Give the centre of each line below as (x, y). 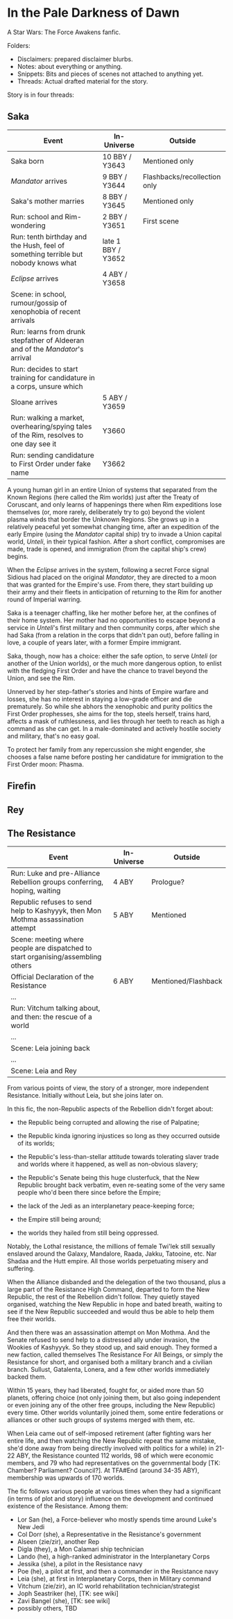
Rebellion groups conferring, (57, 882)
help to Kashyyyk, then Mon (56, 911)
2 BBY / (115, 216)
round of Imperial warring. (44, 599)
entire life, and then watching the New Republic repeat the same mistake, (112, 1441)
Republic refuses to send (51, 902)
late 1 (112, 241)
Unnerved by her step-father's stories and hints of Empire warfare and (108, 691)
